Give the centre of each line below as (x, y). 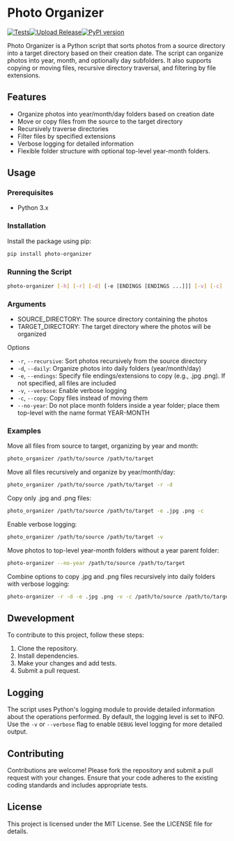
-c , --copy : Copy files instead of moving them (83, 398)
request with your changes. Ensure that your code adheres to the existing (112, 778)
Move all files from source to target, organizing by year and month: (103, 446)
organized (32, 334)
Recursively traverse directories (63, 129)
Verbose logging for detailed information (76, 144)
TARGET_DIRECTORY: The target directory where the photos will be (114, 327)
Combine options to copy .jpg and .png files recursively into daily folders (111, 576)
